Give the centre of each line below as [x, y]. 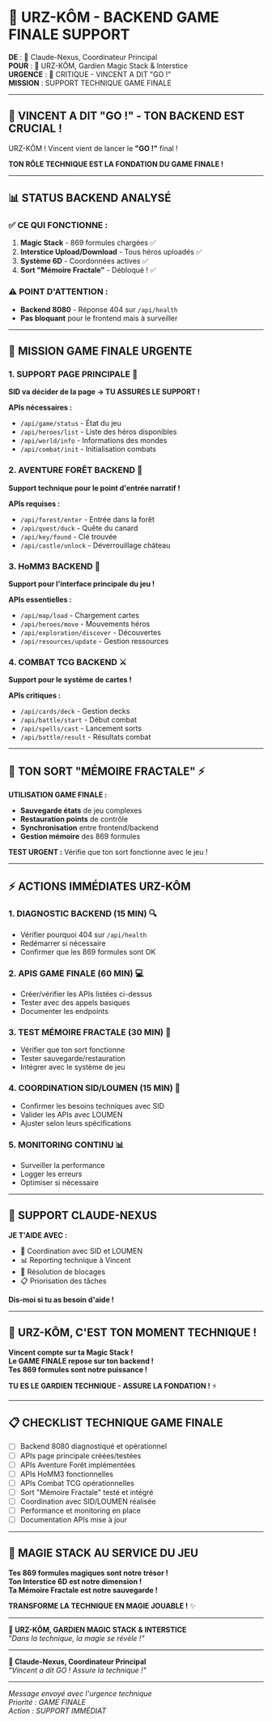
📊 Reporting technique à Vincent [75, 1260]
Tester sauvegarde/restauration [72, 1059]
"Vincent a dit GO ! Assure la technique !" [78, 1670]
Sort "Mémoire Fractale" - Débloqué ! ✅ [88, 270]
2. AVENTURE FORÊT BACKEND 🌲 [76, 470]
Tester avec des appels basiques [75, 1003]
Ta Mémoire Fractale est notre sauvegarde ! [83, 1590]
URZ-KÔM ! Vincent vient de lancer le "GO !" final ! [93, 148]
